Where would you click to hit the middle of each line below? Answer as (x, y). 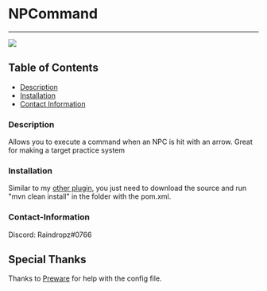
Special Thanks (47, 260)
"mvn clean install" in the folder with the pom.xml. (90, 196)
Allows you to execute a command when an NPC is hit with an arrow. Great (130, 142)
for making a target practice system (67, 150)
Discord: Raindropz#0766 (50, 235)
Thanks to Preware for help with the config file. (85, 278)
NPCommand (53, 14)
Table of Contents (54, 68)
